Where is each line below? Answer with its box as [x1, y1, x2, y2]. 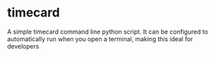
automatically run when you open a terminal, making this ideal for [7, 34, 194, 43]
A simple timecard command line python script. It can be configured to [7, 27, 209, 36]
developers [7, 42, 39, 50]
